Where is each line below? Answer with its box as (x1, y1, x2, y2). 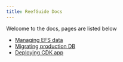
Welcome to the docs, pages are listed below (6, 25, 118, 32)
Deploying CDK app (14, 48, 64, 56)
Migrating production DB (14, 43, 76, 50)
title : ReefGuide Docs (6, 8, 63, 15)
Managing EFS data (14, 36, 63, 43)
